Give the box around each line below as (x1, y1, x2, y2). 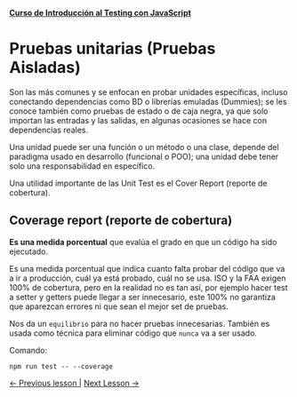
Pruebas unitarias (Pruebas (9, 39, 216, 59)
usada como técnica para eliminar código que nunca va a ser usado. (9, 328, 258, 338)
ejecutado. (9, 246, 49, 257)
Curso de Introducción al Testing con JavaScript (9, 8, 191, 18)
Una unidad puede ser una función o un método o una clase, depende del (9, 141, 279, 152)
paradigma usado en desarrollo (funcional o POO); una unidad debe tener (9, 151, 279, 162)
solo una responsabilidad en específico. (9, 160, 156, 171)
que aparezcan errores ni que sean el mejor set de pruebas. (9, 301, 229, 312)
